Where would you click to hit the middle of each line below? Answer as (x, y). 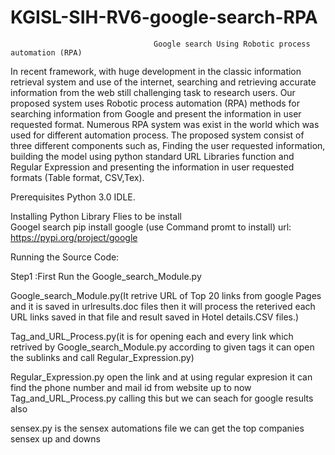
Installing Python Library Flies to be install (96, 216)
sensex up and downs (55, 438)
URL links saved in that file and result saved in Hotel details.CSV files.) (155, 317)
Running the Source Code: (65, 257)
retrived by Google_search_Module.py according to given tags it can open (162, 347)
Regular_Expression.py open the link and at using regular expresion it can (161, 377)
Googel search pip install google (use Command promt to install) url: (151, 227)
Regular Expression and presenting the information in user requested (152, 167)
